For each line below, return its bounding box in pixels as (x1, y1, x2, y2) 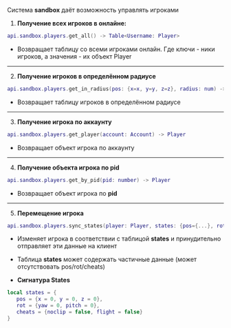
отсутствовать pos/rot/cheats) (16, 263, 105, 271)
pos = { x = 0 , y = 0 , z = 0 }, (16, 296, 103, 303)
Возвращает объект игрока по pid (16, 189, 118, 197)
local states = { (7, 289, 57, 296)
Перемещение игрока (16, 209, 84, 217)
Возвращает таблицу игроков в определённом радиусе (16, 98, 181, 106)
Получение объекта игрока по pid (16, 163, 120, 172)
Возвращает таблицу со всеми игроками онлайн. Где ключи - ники (16, 45, 215, 53)
